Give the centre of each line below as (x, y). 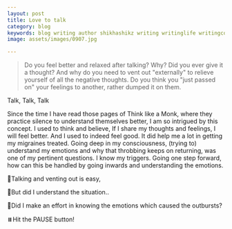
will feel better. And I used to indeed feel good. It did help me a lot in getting (115, 136)
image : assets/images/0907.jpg (52, 39)
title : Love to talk (37, 20)
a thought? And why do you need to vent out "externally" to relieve (119, 73)
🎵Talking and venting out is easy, (54, 179)
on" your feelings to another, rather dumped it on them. (103, 87)
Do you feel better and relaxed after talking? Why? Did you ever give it (123, 65)
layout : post (26, 13)
